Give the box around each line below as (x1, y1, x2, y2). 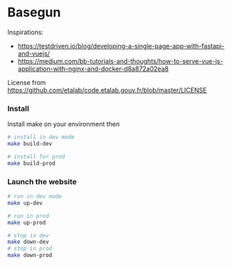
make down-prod (7, 252, 53, 259)
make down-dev (7, 238, 50, 246)
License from (7, 78, 46, 86)
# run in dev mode (7, 193, 62, 200)
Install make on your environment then (7, 120, 120, 128)
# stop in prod (7, 245, 53, 252)
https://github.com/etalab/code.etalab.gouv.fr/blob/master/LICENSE (7, 86, 207, 94)
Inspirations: (7, 28, 44, 36)
